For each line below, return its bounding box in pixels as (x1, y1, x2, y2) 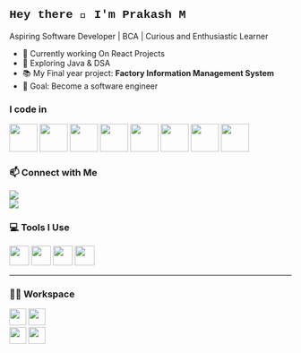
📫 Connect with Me (9, 167, 98, 179)
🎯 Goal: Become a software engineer (21, 81, 159, 91)
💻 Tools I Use (9, 221, 70, 234)
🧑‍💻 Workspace (9, 288, 75, 300)
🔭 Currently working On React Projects (21, 47, 166, 58)
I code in (9, 103, 47, 116)
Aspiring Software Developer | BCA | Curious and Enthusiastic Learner (9, 30, 269, 41)
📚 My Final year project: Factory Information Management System (21, 67, 275, 78)
